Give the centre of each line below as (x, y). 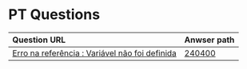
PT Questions (54, 15)
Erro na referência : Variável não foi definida (95, 53)
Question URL (39, 40)
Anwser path (209, 40)
